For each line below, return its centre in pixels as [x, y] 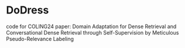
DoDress [28, 10]
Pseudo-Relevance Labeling [40, 39]
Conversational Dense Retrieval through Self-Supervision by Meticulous [92, 32]
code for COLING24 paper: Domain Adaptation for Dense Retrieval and [91, 26]
